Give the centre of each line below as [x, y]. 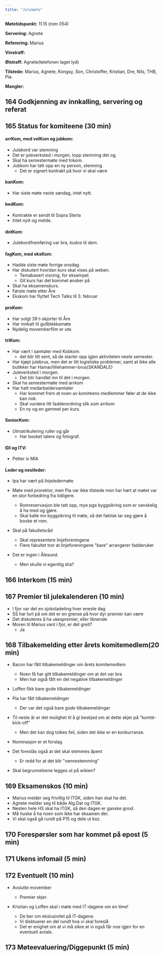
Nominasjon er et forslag [37, 742]
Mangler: [15, 86]
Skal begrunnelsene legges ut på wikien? [54, 771]
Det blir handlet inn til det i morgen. [55, 377]
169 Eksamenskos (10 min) [47, 786]
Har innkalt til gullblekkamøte [41, 324]
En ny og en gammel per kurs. [50, 409]
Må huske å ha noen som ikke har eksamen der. [60, 814]
